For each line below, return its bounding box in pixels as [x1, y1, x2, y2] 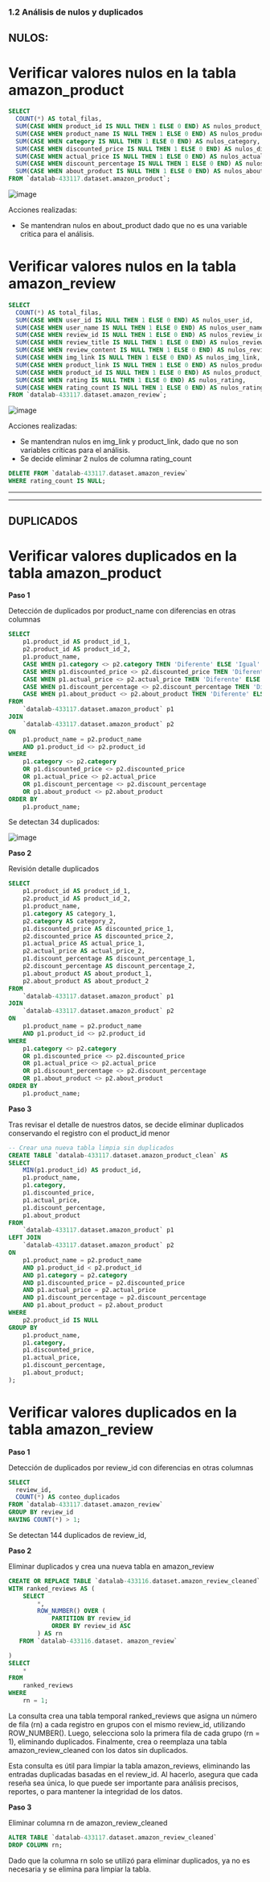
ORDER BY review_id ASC [51, 1622, 131, 1631]
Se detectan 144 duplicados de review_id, [8, 1530, 147, 1539]
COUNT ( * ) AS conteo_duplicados [15, 1494, 121, 1502]
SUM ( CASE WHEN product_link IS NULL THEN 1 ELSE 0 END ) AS [15, 361, 218, 369]
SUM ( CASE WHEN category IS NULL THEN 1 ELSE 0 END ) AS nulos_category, [15, 137, 261, 145]
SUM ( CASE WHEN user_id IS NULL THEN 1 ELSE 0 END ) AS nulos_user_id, [15, 316, 254, 324]
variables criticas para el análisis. [19, 446, 130, 455]
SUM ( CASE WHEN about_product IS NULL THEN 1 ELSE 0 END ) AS [15, 168, 221, 176]
